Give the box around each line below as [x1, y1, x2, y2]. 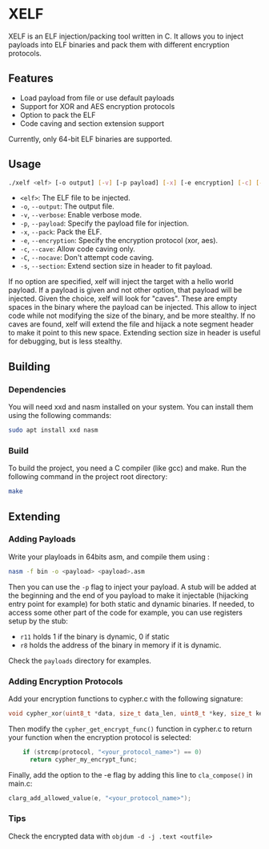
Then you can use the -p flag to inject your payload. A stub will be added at [8, 582, 257, 591]
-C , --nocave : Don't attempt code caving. [19, 253, 155, 262]
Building [8, 360, 50, 373]
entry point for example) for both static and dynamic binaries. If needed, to [8, 599, 255, 608]
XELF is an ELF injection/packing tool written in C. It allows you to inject [8, 31, 244, 41]
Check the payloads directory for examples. [8, 656, 152, 665]
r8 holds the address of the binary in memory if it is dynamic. [19, 640, 222, 650]
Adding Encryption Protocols [8, 676, 123, 687]
